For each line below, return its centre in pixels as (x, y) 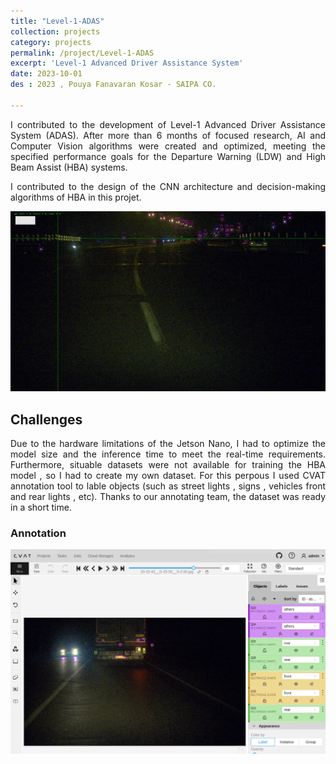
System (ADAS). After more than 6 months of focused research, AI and (168, 135)
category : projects (51, 42)
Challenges (46, 419)
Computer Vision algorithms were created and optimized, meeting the (168, 146)
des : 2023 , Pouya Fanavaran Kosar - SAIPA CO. (113, 85)
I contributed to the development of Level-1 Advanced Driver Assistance (168, 124)
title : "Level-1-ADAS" (57, 21)
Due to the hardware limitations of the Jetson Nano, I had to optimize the (168, 443)
